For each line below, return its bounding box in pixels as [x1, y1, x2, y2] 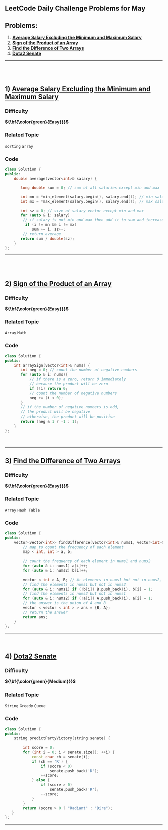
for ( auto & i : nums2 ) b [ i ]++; [23, 568, 88, 573]
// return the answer [23, 610, 68, 615]
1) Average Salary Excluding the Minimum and [5, 85, 151, 93]
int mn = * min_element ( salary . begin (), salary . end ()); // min [20, 194, 153, 199]
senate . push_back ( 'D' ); [49, 768, 99, 773]
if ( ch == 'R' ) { [31, 759, 68, 764]
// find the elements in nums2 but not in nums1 [23, 591, 126, 596]
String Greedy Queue [5, 704, 46, 709]
